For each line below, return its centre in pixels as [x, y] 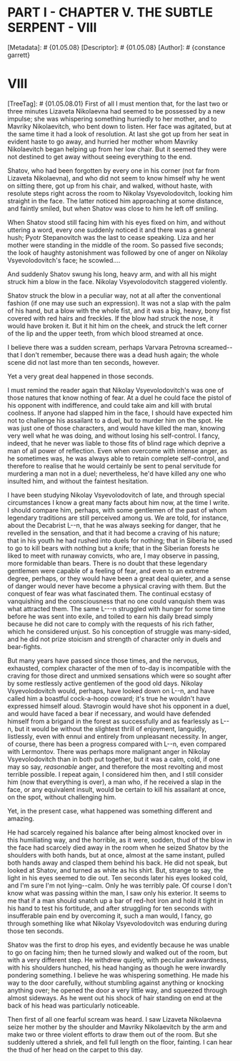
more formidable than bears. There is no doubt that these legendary [107, 563]
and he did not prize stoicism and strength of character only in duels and [114, 639]
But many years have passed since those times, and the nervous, [103, 660]
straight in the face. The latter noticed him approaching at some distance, [115, 201]
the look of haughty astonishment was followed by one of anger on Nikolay [118, 252]
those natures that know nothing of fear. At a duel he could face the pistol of [120, 398]
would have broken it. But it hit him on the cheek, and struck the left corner [117, 326]
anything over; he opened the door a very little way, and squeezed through [117, 990]
